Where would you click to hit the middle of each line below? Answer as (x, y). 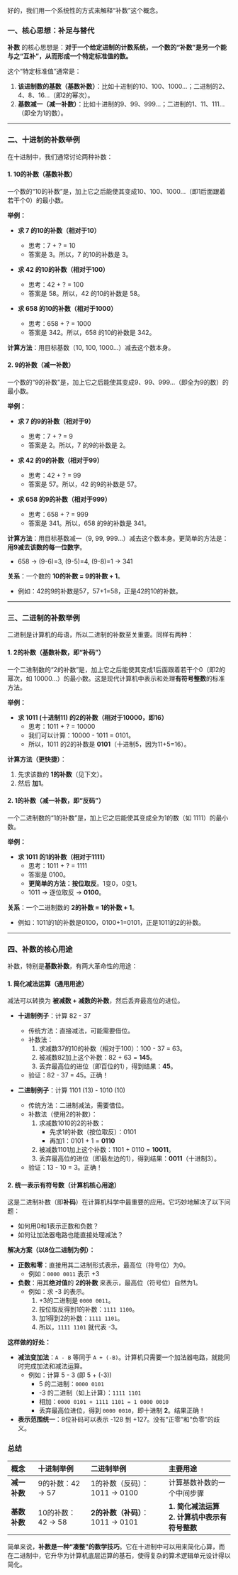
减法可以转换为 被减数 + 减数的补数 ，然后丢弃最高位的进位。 (96, 1001)
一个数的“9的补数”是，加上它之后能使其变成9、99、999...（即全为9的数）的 (118, 382)
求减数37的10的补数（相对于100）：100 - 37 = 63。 (112, 1048)
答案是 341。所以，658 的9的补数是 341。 (89, 523)
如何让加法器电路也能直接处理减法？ (70, 1235)
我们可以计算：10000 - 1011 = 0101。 (81, 735)
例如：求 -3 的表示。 (58, 1292)
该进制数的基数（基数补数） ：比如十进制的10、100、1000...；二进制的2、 (123, 87)
